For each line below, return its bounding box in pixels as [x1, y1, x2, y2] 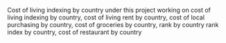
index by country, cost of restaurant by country [7, 28, 142, 36]
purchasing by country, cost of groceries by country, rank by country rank [7, 21, 219, 28]
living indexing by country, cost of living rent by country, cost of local [7, 13, 205, 21]
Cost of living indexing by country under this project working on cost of [7, 6, 211, 14]
